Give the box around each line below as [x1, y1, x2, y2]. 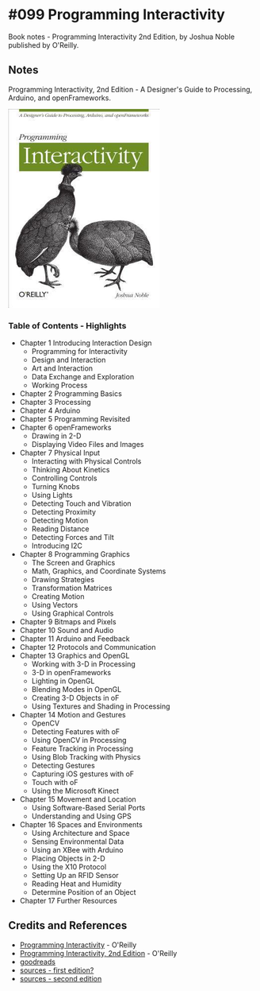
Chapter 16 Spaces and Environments [19, 820, 143, 830]
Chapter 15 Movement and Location [19, 795, 136, 804]
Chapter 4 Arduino [19, 406, 81, 415]
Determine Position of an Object [31, 888, 136, 897]
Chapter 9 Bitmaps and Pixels [19, 617, 117, 627]
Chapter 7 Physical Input [19, 448, 101, 458]
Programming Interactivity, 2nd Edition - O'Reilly [19, 948, 178, 958]
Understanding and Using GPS [31, 811, 132, 821]
